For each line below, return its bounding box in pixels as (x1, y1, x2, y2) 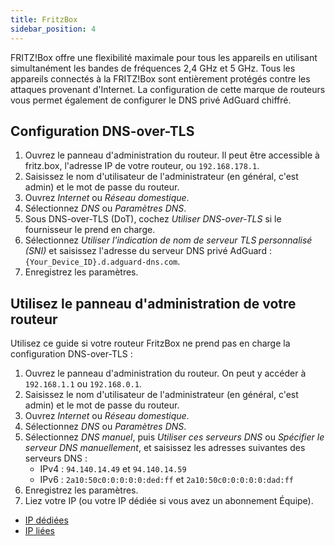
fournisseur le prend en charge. (24, 224, 156, 236)
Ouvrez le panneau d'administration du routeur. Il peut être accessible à (24, 149, 320, 161)
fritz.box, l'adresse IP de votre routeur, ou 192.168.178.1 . (24, 160, 260, 172)
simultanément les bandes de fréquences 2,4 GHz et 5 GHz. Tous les (10, 62, 296, 74)
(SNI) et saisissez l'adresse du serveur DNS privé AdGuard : (24, 245, 272, 257)
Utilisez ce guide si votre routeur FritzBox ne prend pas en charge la (10, 337, 291, 350)
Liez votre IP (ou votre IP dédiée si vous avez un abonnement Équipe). (24, 495, 314, 507)
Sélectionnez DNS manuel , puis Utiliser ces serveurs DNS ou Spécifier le (24, 431, 325, 443)
